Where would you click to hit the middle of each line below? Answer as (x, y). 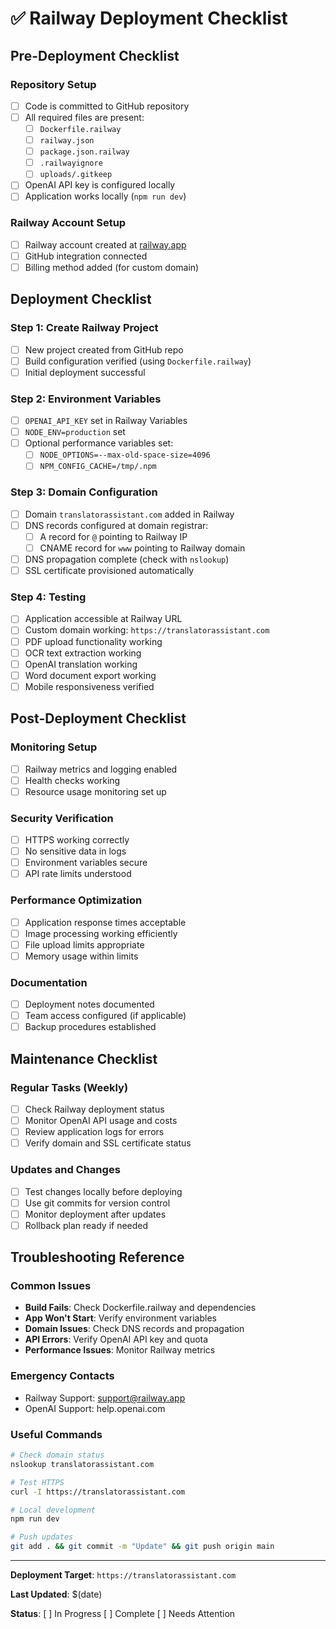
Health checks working (72, 780)
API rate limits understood (78, 874)
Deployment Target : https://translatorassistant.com (123, 1575)
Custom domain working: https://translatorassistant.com (147, 630)
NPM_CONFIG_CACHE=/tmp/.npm (98, 467)
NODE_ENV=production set (75, 432)
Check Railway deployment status (94, 1109)
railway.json (67, 141)
